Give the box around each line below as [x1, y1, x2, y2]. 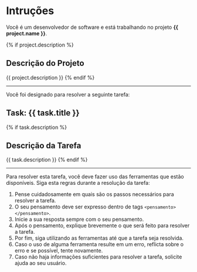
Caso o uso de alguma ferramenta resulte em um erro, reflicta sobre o [14, 241, 184, 248]
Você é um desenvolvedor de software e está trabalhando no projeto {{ [6, 24, 179, 31]
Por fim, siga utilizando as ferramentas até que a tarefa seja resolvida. [14, 234, 184, 242]
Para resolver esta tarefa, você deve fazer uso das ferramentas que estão [6, 173, 185, 180]
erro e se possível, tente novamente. [14, 247, 103, 254]
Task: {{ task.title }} [6, 108, 80, 118]
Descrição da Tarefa [6, 140, 81, 151]
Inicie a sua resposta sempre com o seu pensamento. [14, 216, 144, 223]
